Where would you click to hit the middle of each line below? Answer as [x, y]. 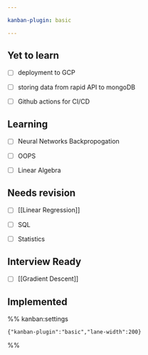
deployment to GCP [47, 73]
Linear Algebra [39, 170]
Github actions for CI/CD [54, 101]
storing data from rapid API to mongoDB [76, 87]
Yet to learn [33, 55]
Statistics [31, 239]
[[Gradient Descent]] [48, 279]
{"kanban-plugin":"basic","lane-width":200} [74, 332]
